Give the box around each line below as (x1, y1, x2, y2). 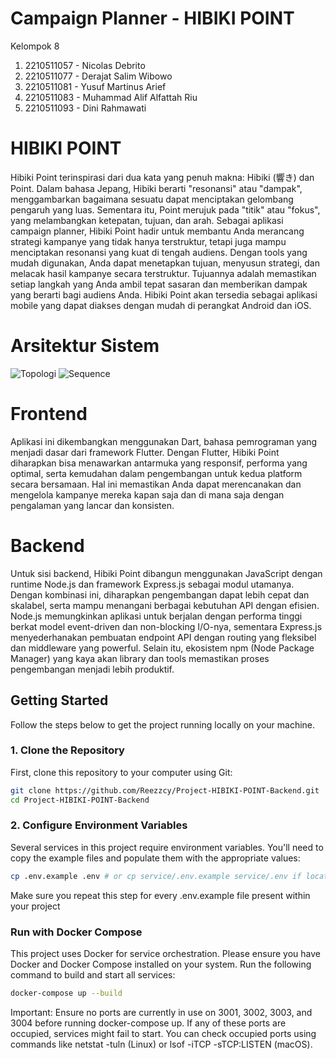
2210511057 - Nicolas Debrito (24, 59, 146, 71)
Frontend (10, 403, 88, 425)
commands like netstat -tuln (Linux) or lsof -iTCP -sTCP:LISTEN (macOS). (10, 1038, 313, 1050)
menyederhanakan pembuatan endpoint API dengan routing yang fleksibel (10, 631, 317, 643)
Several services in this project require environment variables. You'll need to (10, 841, 324, 853)
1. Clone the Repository (10, 743, 125, 757)
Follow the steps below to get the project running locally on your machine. (10, 718, 316, 731)
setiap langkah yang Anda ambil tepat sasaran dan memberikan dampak (10, 278, 308, 290)
